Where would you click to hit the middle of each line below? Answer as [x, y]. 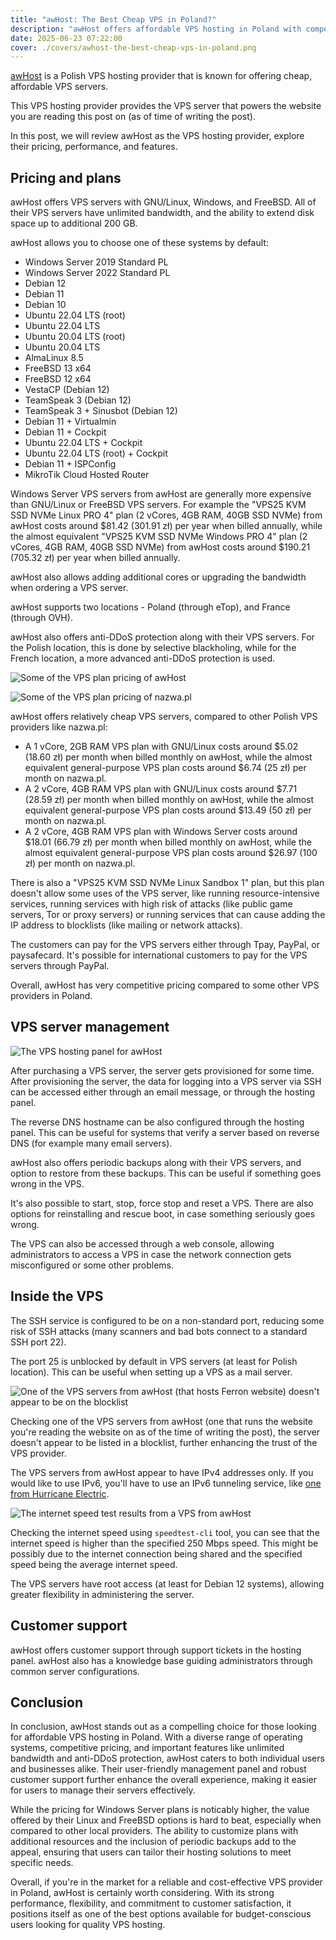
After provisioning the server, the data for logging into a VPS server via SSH [166, 1081]
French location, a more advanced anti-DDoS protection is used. [143, 658]
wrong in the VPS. [47, 1183]
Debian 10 [45, 305]
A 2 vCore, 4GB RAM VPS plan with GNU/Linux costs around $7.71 [161, 789]
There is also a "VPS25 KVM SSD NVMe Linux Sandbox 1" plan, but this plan [167, 883]
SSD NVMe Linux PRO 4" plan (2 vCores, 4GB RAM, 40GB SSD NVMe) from [166, 515]
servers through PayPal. [60, 966]
